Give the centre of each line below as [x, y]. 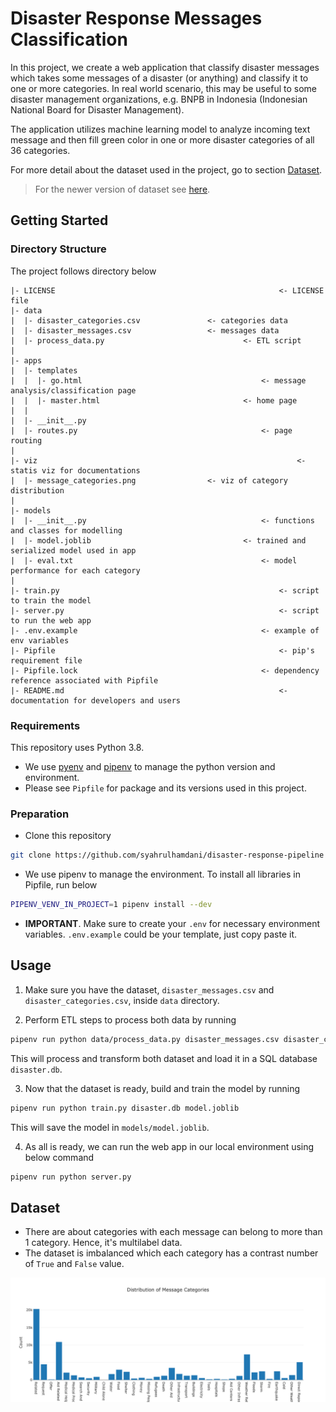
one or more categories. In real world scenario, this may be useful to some [163, 88]
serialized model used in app [73, 550]
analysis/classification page [73, 390]
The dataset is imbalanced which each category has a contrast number [171, 1253]
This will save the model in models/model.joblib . [110, 1127]
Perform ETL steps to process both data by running [130, 1019]
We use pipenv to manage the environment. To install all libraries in [163, 874]
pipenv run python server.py [71, 1177]
